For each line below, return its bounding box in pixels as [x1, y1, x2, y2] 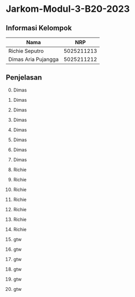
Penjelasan [6, 73, 43, 82]
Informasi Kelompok [6, 24, 72, 32]
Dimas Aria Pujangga [8, 56, 59, 63]
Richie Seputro [8, 47, 44, 54]
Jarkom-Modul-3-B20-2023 [6, 3, 130, 15]
